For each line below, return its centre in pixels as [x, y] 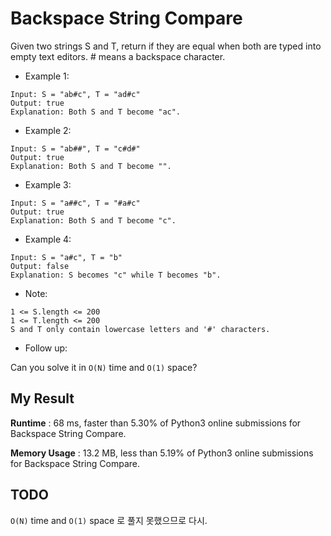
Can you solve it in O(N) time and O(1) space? [104, 367]
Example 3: [48, 184]
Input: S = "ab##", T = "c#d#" [75, 148]
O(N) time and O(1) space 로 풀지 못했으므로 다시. [109, 520]
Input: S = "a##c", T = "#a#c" [75, 203]
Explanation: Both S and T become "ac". [96, 112]
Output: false [40, 266]
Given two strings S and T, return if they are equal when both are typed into [166, 46]
